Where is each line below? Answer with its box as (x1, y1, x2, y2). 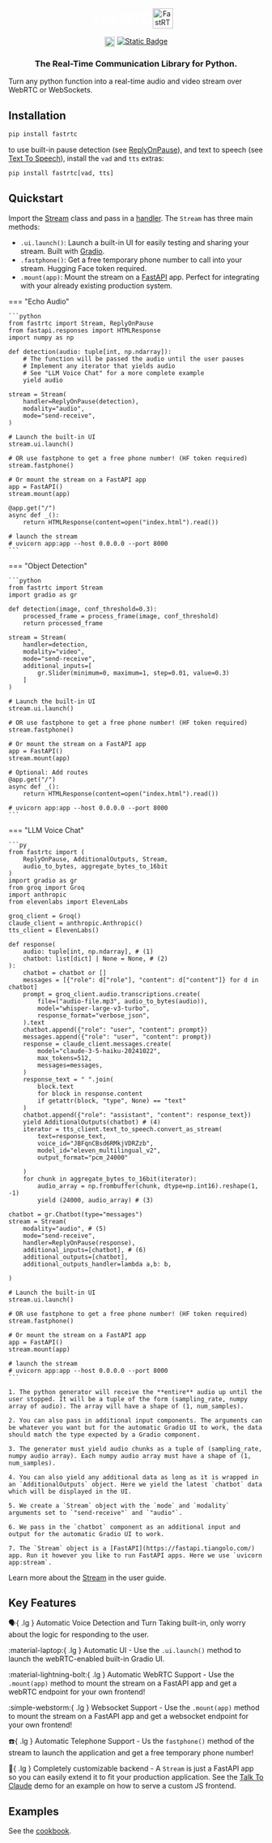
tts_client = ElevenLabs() (8, 926, 100, 934)
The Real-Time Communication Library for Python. (35, 58, 237, 69)
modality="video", (23, 647, 85, 656)
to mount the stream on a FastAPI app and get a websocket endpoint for (8, 1711, 249, 1721)
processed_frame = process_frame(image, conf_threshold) (23, 612, 219, 620)
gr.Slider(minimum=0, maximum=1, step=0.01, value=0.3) (37, 669, 230, 677)
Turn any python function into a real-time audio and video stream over (8, 76, 243, 86)
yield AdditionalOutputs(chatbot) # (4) (23, 1118, 161, 1126)
